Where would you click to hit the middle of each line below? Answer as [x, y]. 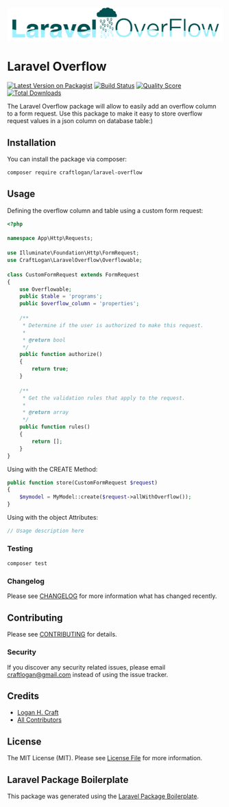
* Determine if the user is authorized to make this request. [113, 325]
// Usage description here [46, 531]
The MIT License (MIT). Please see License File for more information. [105, 758]
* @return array [46, 412]
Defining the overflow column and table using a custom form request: [105, 210]
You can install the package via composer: [67, 159]
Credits [23, 696]
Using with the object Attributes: [52, 518]
